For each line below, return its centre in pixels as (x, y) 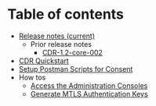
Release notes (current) (57, 36)
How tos (32, 77)
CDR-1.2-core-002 (73, 52)
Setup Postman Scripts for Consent (76, 69)
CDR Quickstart (44, 61)
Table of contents (66, 14)
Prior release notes (61, 44)
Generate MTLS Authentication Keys (89, 94)
